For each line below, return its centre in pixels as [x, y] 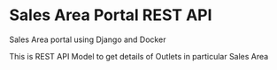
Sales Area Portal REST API [111, 15]
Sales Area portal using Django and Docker [88, 39]
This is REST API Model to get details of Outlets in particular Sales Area [139, 56]
